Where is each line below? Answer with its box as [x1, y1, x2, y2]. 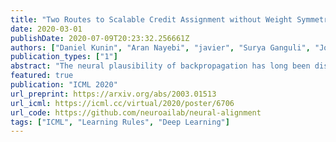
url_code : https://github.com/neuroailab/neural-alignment [10, 107, 262, 118]
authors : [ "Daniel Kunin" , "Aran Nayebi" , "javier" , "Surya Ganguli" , [10, 42, 311, 53]
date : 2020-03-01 [10, 24, 83, 34]
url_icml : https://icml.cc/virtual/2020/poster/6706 [10, 98, 235, 108]
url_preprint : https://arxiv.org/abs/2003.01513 [10, 89, 217, 99]
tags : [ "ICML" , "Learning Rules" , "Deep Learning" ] [10, 117, 230, 127]
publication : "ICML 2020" [10, 80, 118, 90]
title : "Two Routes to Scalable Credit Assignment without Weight [10, 14, 293, 25]
